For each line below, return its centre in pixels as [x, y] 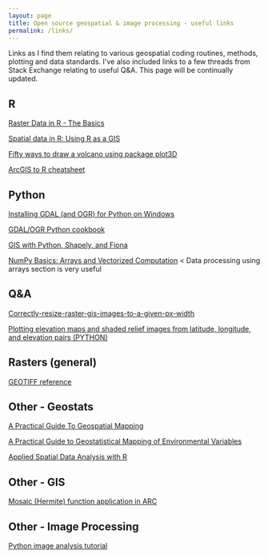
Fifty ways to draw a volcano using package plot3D [93, 154]
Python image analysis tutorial [58, 546]
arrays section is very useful [55, 269]
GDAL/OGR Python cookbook [57, 229]
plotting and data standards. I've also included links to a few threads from [129, 62]
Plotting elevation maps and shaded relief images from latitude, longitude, [130, 329]
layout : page [30, 16]
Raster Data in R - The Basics [56, 123]
